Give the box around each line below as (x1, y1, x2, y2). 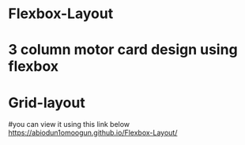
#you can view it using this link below (8, 120, 130, 129)
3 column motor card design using (8, 41, 239, 59)
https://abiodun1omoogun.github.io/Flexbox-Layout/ (8, 128, 178, 138)
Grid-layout (8, 94, 85, 111)
